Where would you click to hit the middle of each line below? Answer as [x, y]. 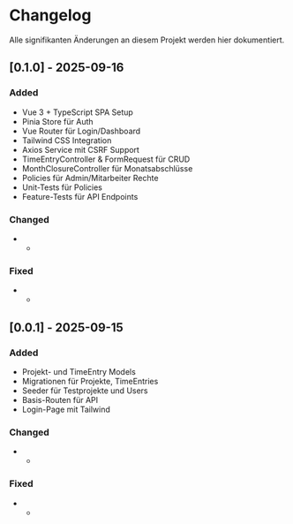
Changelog [50, 15]
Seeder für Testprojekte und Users [85, 391]
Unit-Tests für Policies [62, 187]
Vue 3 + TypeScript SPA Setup [78, 112]
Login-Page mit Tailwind [66, 409]
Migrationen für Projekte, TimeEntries [90, 381]
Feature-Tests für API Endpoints [80, 196]
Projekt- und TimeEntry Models [79, 371]
